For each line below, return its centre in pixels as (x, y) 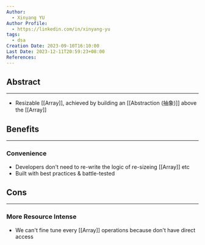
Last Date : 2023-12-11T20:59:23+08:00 (56, 52)
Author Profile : (27, 23)
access (24, 236)
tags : (13, 35)
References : (21, 57)
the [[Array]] (31, 110)
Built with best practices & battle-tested (65, 173)
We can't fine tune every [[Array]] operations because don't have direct (105, 230)
